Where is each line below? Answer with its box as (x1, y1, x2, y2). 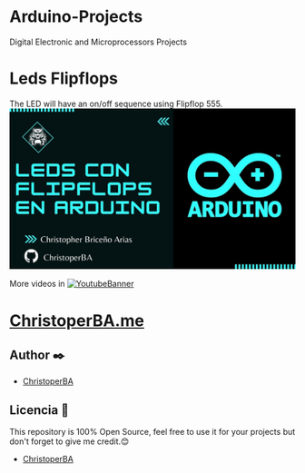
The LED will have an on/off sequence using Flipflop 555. (9, 98, 223, 109)
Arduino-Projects (9, 6, 143, 27)
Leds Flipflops (9, 68, 118, 89)
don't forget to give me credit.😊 (9, 436, 130, 447)
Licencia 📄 (9, 402, 70, 418)
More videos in (9, 279, 65, 290)
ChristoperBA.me (9, 310, 145, 330)
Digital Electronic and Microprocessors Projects (9, 36, 188, 47)
